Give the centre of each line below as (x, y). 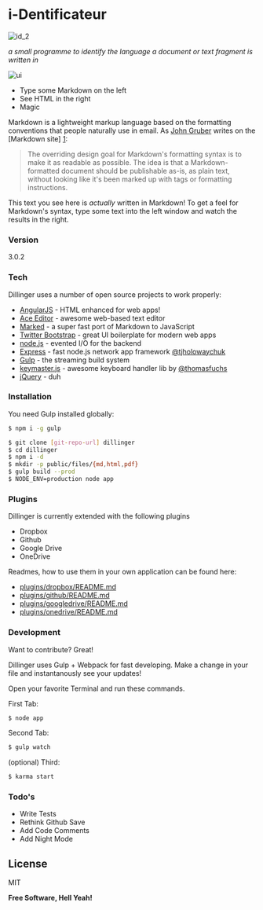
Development (35, 633)
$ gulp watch (29, 747)
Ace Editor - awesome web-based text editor (92, 318)
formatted (44, 171)
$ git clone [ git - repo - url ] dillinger (71, 442)
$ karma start (31, 777)
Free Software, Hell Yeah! (50, 898)
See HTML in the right (55, 98)
